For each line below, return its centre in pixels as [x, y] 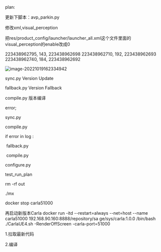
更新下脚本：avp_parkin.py [32, 17]
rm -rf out [15, 184]
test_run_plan [19, 174]
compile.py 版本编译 [26, 98]
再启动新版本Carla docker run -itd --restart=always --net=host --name [77, 213]
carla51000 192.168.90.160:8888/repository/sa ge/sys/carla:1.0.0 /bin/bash [80, 219]
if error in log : [19, 136]
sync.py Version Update [29, 78]
